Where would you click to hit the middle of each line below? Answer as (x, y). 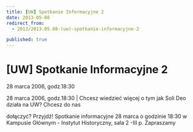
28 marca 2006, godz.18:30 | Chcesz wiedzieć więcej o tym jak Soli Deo (96, 98)
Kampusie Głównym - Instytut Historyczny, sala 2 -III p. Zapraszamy (91, 123)
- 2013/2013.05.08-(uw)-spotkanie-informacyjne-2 (75, 29)
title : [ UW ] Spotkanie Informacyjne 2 (55, 12)
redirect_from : (25, 23)
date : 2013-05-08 (28, 18)
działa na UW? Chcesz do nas (44, 105)
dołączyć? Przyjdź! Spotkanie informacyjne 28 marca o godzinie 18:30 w (97, 116)
